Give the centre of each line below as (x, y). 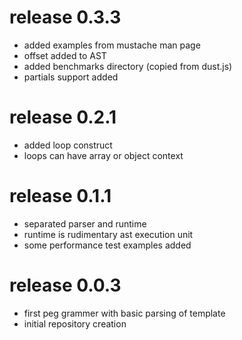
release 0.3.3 (65, 17)
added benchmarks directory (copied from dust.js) (128, 66)
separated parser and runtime (85, 223)
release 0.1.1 (60, 196)
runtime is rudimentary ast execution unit (108, 234)
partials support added (71, 77)
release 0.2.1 (63, 117)
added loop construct (68, 145)
